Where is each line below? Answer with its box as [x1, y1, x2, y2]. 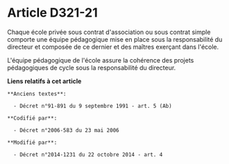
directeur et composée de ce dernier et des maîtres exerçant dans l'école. [7, 42, 219, 51]
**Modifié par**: [7, 139, 58, 146]
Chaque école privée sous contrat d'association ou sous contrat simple [7, 28, 211, 36]
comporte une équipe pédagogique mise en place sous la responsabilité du [7, 35, 223, 43]
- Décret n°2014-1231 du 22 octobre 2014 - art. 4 [13, 151, 163, 158]
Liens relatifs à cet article [7, 76, 82, 85]
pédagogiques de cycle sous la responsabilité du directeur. [7, 63, 176, 72]
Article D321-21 [7, 5, 99, 21]
